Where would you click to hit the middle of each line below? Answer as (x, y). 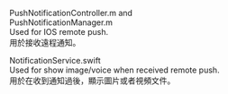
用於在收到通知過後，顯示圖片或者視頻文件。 (92, 81)
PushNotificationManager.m (61, 22)
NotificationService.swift (55, 60)
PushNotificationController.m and (71, 13)
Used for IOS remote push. (59, 32)
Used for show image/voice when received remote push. (114, 70)
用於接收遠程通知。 (45, 43)
